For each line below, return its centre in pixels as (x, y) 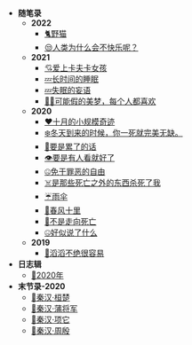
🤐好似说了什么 (71, 232)
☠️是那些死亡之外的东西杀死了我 (103, 183)
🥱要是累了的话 (70, 146)
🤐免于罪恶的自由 (75, 172)
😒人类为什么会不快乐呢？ (91, 47)
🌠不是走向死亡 (70, 221)
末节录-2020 (41, 286)
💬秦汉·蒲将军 (54, 308)
